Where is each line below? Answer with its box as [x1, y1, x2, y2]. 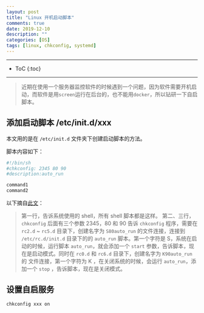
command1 [6, 182, 29, 188]
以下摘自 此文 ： [6, 199, 44, 206]
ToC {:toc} [15, 65, 41, 72]
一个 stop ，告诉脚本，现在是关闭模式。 [26, 265, 126, 272]
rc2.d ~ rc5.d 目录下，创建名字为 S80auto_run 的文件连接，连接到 [21, 228, 186, 235]
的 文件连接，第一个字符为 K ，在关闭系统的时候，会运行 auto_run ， [21, 258, 191, 265]
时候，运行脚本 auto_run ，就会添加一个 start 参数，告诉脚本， [32, 243, 189, 250]
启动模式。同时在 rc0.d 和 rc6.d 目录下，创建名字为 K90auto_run [32, 250, 192, 257]
